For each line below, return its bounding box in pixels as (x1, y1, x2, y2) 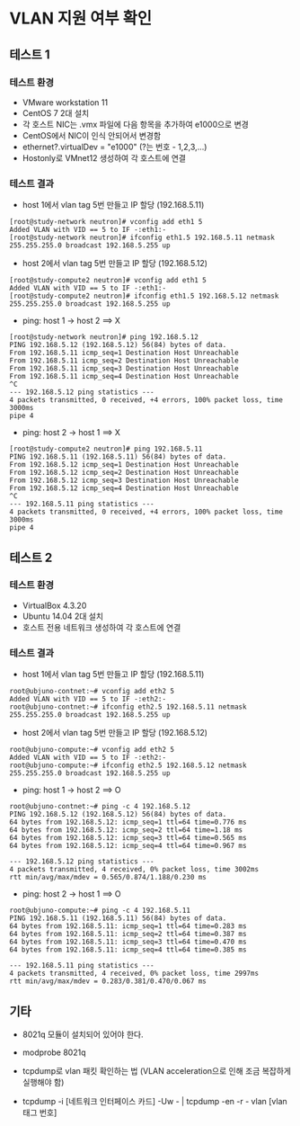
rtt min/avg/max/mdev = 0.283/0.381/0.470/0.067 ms (9, 977, 207, 986)
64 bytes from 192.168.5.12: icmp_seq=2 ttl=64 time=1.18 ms (9, 826, 243, 835)
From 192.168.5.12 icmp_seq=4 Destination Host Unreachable (9, 484, 240, 493)
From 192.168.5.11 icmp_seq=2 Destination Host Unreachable (9, 356, 240, 365)
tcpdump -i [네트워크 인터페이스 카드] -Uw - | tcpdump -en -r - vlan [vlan (22, 1095, 287, 1106)
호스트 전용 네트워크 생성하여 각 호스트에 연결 (22, 621, 181, 632)
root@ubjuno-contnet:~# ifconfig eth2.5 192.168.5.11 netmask (9, 702, 247, 711)
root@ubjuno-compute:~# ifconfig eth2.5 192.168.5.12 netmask (9, 761, 247, 770)
